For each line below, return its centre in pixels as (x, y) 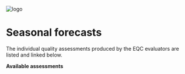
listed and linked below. (34, 55)
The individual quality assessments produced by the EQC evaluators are (92, 48)
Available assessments (35, 66)
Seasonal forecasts (54, 33)
